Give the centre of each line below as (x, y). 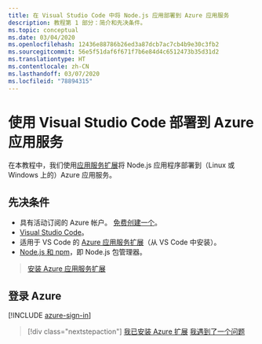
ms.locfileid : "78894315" (50, 81)
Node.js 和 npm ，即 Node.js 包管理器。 (83, 252)
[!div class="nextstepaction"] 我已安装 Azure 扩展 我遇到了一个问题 (136, 331)
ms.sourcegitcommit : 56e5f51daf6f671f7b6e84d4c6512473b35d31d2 (114, 52)
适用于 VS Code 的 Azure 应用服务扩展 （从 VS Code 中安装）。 (120, 242)
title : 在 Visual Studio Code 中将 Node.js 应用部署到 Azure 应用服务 (119, 15)
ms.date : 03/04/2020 (42, 37)
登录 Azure (35, 296)
